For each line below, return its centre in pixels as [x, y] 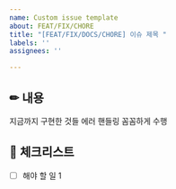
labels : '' [30, 43]
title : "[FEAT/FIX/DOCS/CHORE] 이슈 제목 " [88, 34]
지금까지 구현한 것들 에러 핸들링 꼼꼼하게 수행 [88, 121]
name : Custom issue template [64, 18]
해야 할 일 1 [42, 175]
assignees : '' [36, 51]
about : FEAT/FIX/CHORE [52, 26]
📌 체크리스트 [42, 153]
